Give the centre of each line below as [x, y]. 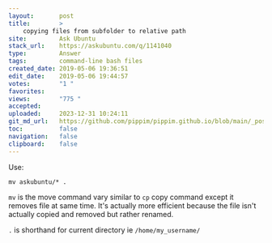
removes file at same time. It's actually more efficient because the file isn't [132, 205]
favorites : [27, 91]
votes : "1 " [41, 83]
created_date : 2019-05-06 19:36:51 [68, 69]
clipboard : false [43, 144]
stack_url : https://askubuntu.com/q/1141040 [90, 46]
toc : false [43, 129]
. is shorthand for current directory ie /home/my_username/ [104, 230]
